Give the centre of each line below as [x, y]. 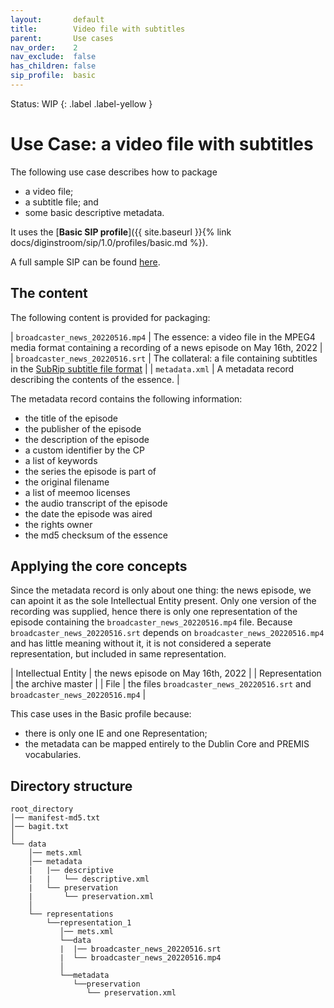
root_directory [42, 809]
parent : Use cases [62, 38]
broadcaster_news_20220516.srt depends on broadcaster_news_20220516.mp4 [167, 633]
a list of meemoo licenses [77, 492]
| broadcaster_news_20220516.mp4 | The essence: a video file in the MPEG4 [163, 337]
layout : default [57, 19]
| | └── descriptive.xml [89, 879]
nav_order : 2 [44, 47]
